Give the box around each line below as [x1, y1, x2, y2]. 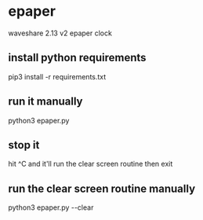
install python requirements [8, 51, 147, 64]
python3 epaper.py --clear [8, 203, 94, 212]
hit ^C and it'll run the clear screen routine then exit [8, 159, 173, 169]
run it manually [8, 95, 83, 108]
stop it [8, 138, 40, 152]
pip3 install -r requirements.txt [8, 71, 107, 81]
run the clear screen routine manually [8, 181, 196, 195]
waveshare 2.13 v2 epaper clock [8, 28, 112, 38]
